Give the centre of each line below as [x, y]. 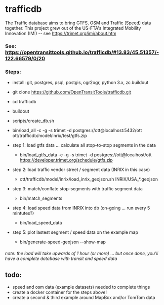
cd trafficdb [24, 102]
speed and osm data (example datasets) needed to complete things [81, 287]
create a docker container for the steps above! [60, 292]
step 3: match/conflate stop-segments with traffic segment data [78, 189]
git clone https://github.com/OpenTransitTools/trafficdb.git [72, 92]
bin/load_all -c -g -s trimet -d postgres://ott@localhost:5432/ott [77, 131]
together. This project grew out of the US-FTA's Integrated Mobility [73, 28]
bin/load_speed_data [41, 223]
